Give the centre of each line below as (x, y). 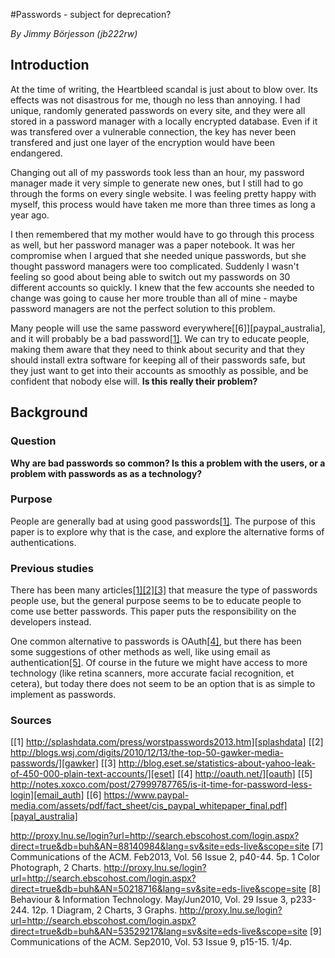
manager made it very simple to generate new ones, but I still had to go (157, 183)
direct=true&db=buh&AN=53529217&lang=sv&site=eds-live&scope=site (159, 931)
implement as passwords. (63, 695)
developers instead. (51, 622)
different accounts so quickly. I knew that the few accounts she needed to (162, 287)
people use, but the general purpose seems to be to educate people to (156, 601)
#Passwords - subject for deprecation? (91, 14)
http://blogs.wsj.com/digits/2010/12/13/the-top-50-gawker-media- (147, 753)
